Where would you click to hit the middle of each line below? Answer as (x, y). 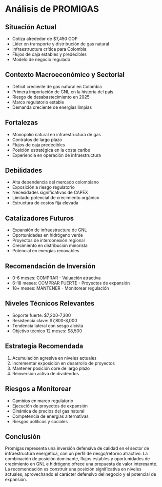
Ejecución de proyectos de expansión (50, 406)
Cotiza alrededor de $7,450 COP (45, 39)
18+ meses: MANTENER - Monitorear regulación (61, 288)
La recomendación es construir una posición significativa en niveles (73, 469)
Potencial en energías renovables (46, 251)
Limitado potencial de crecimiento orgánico (56, 198)
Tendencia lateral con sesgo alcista (48, 325)
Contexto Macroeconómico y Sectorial (65, 75)
